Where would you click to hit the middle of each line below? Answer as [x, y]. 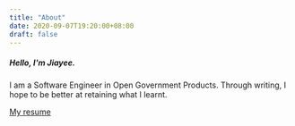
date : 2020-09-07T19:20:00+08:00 [72, 26]
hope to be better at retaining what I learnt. [88, 95]
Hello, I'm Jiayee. [43, 63]
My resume [30, 112]
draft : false [34, 34]
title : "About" [38, 17]
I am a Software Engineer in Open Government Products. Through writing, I [148, 85]
